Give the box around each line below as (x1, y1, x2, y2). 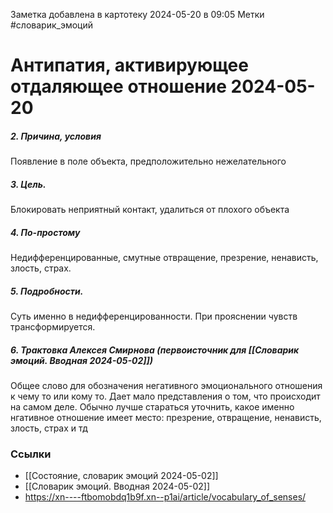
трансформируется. (10, 321, 96, 333)
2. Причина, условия (10, 130, 102, 142)
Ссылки (10, 447, 52, 461)
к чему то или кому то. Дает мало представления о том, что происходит (10, 390, 321, 403)
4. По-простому (10, 226, 81, 238)
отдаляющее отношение (10, 75, 227, 98)
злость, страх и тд (10, 422, 88, 434)
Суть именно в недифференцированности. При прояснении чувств (10, 310, 298, 323)
